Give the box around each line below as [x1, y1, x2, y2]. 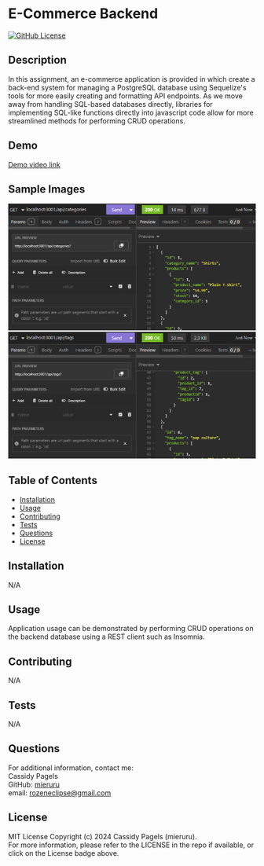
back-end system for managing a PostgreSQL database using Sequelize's [8, 83, 247, 92]
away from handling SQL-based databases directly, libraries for [8, 99, 214, 108]
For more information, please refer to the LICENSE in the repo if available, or [8, 840, 254, 849]
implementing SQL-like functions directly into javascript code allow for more [8, 108, 254, 117]
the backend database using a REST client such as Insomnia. [8, 632, 206, 641]
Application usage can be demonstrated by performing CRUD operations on [8, 624, 254, 633]
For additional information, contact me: [8, 763, 134, 772]
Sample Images [8, 182, 86, 196]
